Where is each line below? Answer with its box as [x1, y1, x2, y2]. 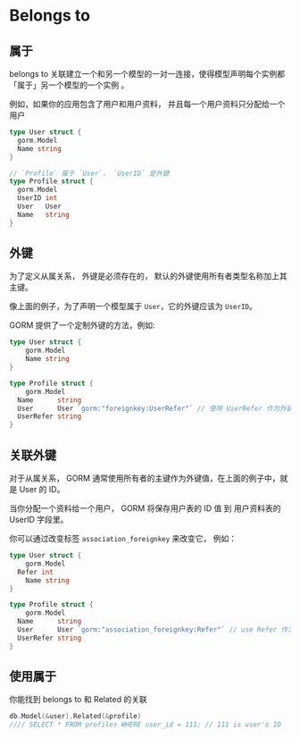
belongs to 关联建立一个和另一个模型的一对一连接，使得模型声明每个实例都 [9, 69, 286, 79]
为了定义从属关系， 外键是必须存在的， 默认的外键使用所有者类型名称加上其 [9, 271, 287, 281]
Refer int [17, 567, 54, 576]
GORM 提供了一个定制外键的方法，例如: [9, 320, 155, 331]
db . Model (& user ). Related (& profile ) [9, 712, 142, 721]
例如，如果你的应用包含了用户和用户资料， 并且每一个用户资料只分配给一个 [9, 99, 286, 109]
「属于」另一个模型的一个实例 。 [9, 80, 129, 90]
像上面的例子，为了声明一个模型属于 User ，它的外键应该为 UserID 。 [9, 301, 257, 312]
